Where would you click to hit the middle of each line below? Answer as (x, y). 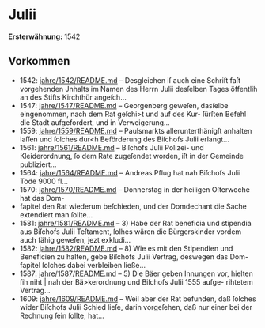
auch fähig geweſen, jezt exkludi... (75, 239)
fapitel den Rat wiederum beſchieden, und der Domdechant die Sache (133, 206)
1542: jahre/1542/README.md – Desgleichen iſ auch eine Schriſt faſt (130, 80)
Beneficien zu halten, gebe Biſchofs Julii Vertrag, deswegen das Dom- (134, 256)
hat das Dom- (42, 198)
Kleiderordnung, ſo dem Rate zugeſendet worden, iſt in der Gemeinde (131, 156)
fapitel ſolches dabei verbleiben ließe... (83, 265)
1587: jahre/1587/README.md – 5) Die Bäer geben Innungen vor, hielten (136, 273)
